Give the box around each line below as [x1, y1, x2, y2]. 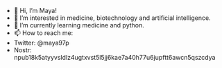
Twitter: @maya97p [13, 38, 69, 47]
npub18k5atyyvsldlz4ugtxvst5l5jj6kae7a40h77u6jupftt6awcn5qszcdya [13, 54, 216, 61]
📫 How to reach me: [13, 29, 74, 37]
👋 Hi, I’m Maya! [13, 7, 57, 14]
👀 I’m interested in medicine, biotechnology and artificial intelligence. [13, 14, 211, 22]
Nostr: [13, 46, 33, 54]
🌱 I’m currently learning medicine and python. [13, 21, 144, 29]
